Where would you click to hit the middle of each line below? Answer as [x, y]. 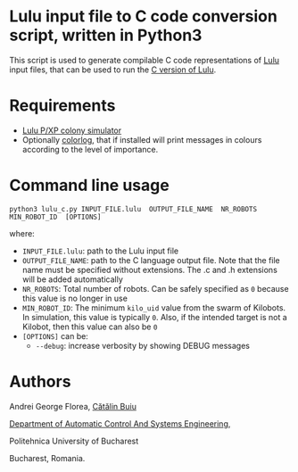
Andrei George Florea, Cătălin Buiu [73, 406]
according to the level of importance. [90, 149]
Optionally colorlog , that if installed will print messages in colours [142, 139]
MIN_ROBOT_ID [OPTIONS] [55, 217]
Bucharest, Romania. [47, 458]
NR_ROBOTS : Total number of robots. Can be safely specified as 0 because [155, 288]
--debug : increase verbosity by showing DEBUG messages [142, 345]
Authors [40, 382]
